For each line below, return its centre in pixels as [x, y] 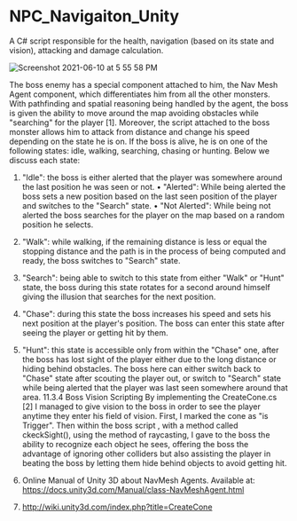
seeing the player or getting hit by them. [95, 332]
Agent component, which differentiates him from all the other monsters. [140, 94]
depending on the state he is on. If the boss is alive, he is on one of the [138, 141]
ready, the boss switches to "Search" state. [101, 260]
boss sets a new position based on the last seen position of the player [149, 196]
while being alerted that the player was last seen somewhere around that [155, 387]
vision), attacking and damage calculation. [86, 50]
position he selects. [58, 225]
